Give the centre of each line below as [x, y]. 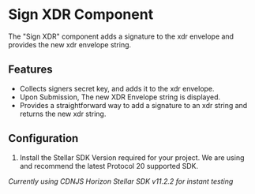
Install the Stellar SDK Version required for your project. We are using [132, 157]
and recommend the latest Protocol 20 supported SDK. [109, 166]
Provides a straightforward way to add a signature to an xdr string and [133, 105]
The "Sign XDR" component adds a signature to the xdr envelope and [121, 36]
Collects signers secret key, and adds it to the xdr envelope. [117, 88]
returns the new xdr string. [63, 114]
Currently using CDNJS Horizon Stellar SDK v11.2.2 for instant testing [121, 181]
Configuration [43, 138]
